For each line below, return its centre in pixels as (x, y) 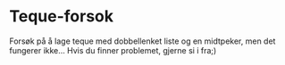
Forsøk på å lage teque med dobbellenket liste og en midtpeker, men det (142, 41)
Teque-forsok (62, 16)
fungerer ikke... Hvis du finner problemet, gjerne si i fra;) (113, 50)
